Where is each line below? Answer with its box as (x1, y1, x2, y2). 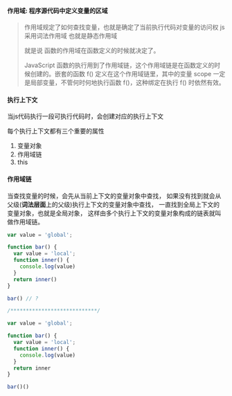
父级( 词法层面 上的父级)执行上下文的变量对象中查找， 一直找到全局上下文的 (7, 200, 220, 208)
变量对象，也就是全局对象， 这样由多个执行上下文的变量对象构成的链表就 (7, 208, 215, 217)
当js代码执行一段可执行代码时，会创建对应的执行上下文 (7, 112, 164, 120)
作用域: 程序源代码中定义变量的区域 (7, 6, 108, 15)
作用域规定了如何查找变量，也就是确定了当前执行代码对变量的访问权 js (24, 23, 225, 31)
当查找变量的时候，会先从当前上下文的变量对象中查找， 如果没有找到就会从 (7, 191, 222, 200)
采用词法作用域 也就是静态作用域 (24, 32, 118, 40)
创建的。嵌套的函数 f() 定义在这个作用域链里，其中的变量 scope (30, 70, 212, 78)
